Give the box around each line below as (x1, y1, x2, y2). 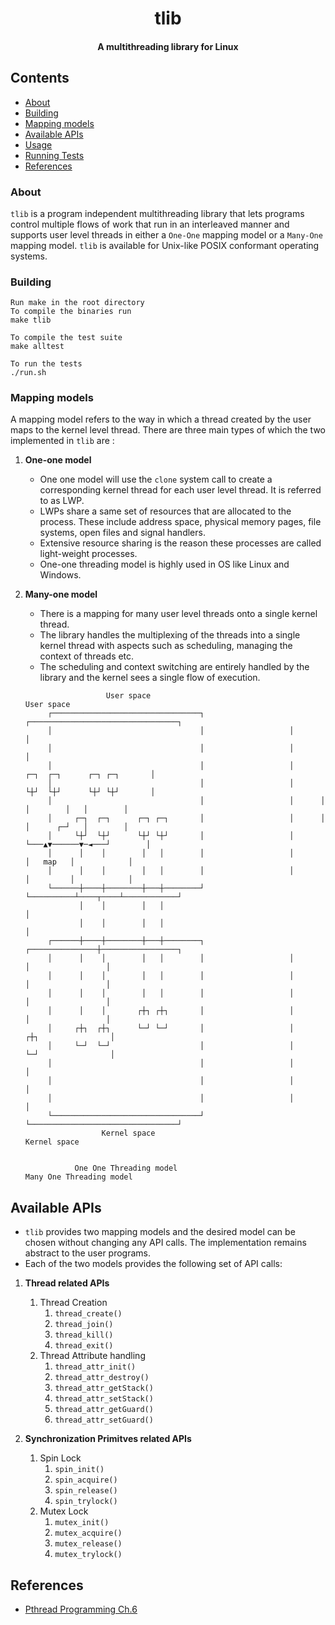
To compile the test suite (10, 333, 123, 343)
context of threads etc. (39, 650, 135, 662)
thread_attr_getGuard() (54, 1405, 154, 1415)
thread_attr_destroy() (54, 1373, 150, 1383)
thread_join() (54, 1320, 114, 1330)
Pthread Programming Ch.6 (24, 1603, 138, 1616)
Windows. (39, 569, 82, 581)
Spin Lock (39, 1452, 82, 1464)
